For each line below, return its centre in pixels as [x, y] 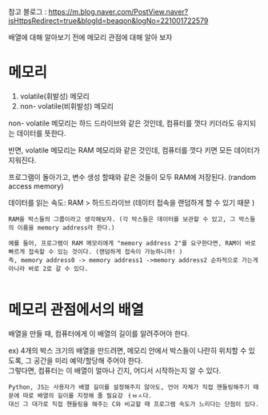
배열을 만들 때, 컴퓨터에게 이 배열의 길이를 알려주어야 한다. [99, 333]
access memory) [36, 186]
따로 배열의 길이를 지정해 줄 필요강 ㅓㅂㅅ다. [87, 395]
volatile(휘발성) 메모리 [54, 96]
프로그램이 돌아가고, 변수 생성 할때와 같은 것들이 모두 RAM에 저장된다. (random [132, 177]
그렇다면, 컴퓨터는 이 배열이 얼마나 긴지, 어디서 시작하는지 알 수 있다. [115, 370]
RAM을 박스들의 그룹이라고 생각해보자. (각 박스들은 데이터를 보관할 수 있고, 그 [122, 219]
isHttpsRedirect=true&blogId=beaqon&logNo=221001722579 [108, 21]
